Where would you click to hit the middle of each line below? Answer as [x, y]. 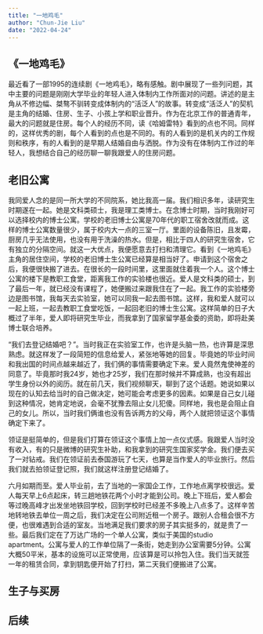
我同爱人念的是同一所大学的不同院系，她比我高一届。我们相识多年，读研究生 [131, 200]
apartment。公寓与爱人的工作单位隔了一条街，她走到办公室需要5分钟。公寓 [130, 545]
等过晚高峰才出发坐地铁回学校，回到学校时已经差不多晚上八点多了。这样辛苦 [131, 505]
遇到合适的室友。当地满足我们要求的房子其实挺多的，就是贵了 [141, 525]
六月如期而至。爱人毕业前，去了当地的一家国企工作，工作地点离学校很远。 [128, 486]
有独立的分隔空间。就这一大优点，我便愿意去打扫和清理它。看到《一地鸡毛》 [131, 249]
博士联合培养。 [32, 328]
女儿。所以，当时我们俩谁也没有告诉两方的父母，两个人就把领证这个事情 [138, 413]
